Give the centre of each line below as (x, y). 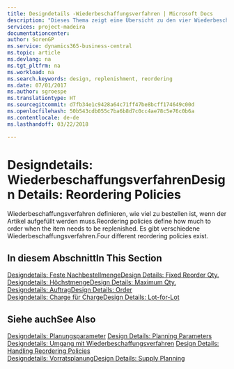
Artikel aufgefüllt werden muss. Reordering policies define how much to (109, 222)
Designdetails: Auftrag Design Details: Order (70, 290)
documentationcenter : (39, 33)
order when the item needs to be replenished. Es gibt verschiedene (104, 229)
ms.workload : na (31, 72)
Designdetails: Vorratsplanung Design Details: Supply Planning (96, 359)
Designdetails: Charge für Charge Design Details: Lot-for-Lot (93, 297)
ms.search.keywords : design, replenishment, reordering (90, 79)
